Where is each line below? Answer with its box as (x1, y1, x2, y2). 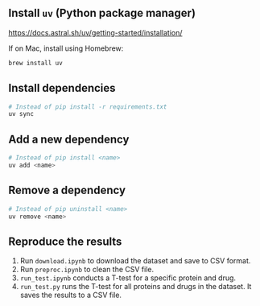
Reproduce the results (8, 234, 122, 248)
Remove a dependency (8, 184, 126, 197)
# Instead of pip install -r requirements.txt (8, 102, 167, 111)
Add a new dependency (8, 132, 130, 146)
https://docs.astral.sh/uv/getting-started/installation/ (8, 27, 183, 37)
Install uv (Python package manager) (8, 6, 196, 20)
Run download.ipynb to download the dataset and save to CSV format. (19, 256, 251, 266)
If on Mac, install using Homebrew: (8, 43, 124, 53)
